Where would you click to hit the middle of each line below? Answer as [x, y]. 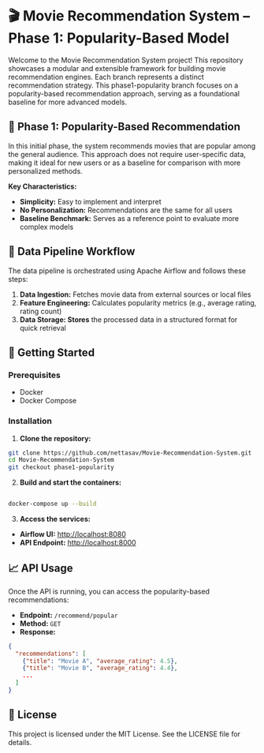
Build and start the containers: [71, 482]
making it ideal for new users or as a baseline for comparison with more [125, 163]
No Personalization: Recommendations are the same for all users [126, 210]
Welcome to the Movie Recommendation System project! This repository [126, 60]
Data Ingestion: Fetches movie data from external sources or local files [135, 294]
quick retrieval [43, 328]
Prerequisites [34, 375]
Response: [37, 631]
